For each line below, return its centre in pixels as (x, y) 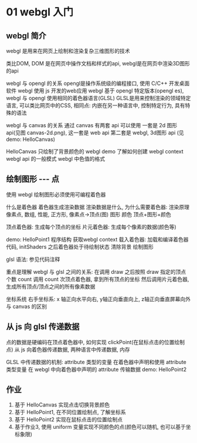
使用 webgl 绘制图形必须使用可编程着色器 (56, 194)
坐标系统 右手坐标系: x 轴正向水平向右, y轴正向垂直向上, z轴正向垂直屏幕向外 (98, 299)
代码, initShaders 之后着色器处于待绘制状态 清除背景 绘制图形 (80, 247)
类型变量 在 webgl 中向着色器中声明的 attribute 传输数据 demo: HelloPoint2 (96, 369)
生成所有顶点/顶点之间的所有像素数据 (51, 286)
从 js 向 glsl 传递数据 (43, 327)
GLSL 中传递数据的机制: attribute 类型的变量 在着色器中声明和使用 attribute (96, 362)
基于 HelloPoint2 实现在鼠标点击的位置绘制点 (69, 419)
